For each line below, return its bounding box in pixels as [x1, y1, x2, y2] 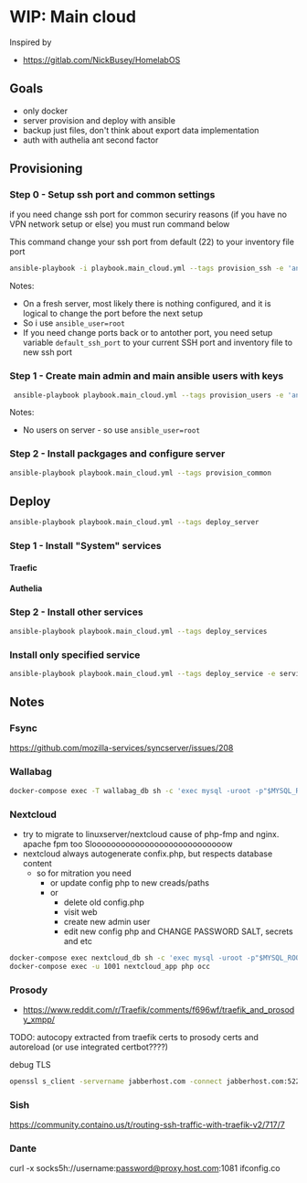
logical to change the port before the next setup [22, 308, 204, 319]
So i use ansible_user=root [22, 317, 125, 328]
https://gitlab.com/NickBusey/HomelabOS [22, 54, 181, 65]
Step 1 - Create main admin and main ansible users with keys [9, 370, 284, 382]
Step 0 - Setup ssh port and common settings [9, 188, 216, 201]
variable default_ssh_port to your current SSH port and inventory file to [22, 337, 293, 349]
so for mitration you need [36, 867, 132, 878]
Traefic [9, 562, 38, 573]
